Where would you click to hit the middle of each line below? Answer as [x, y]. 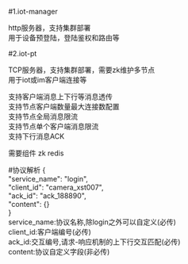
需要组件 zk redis [36, 153]
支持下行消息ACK [36, 136]
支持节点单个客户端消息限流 [54, 126]
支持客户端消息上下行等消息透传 [60, 97]
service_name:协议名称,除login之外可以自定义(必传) [92, 222]
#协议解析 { [27, 170]
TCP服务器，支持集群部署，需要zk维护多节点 [82, 70]
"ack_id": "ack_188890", [47, 196]
